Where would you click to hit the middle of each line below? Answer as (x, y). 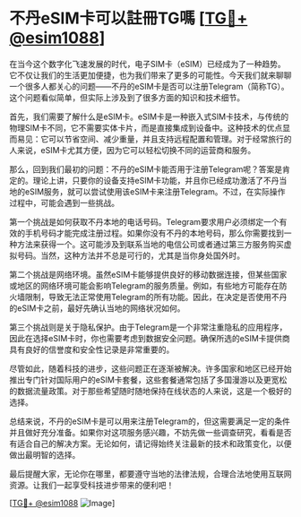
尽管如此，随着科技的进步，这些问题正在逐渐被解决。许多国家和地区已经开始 (150, 368)
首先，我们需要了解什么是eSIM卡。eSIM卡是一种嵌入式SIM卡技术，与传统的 (149, 116)
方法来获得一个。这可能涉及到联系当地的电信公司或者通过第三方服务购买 (150, 244)
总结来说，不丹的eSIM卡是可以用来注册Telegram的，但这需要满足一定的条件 (150, 421)
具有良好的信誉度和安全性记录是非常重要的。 (92, 349)
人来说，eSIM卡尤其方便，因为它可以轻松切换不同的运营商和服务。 (133, 150)
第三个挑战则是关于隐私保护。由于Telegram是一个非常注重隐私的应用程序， (148, 327)
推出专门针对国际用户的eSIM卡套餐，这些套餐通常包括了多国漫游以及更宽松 (148, 379)
